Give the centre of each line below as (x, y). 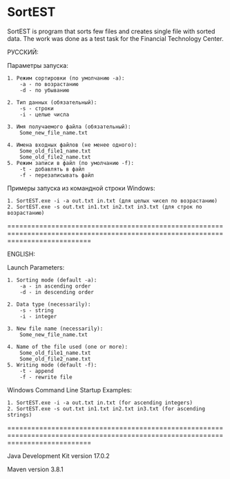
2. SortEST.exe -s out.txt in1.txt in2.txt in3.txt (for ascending (106, 409)
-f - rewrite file (46, 377)
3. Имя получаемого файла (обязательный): (69, 127)
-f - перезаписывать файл (57, 175)
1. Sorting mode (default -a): (52, 280)
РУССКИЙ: (23, 52)
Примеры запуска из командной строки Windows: (81, 188)
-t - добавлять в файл (52, 169)
